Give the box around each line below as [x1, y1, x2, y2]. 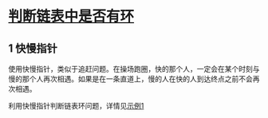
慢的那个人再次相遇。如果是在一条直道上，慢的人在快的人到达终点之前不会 [8, 74, 253, 84]
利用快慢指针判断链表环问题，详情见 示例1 [8, 101, 144, 110]
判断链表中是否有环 [8, 7, 135, 26]
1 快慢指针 [8, 41, 58, 55]
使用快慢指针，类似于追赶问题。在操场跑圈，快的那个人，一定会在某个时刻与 [8, 65, 260, 73]
